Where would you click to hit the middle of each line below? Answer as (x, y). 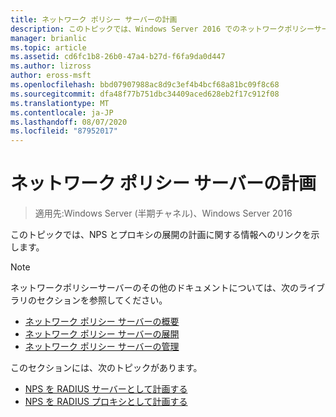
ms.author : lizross (51, 66)
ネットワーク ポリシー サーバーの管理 (102, 347)
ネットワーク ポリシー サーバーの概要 (102, 322)
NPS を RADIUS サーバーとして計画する (106, 389)
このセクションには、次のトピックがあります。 (106, 368)
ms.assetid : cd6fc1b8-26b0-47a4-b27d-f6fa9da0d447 (118, 57)
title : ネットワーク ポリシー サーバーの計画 (94, 19)
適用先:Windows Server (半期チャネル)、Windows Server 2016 (163, 213)
